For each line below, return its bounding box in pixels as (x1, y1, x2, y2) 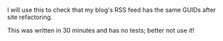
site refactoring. (7, 13, 53, 21)
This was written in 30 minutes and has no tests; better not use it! (7, 27, 195, 34)
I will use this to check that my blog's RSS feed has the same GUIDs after (7, 6, 217, 14)
